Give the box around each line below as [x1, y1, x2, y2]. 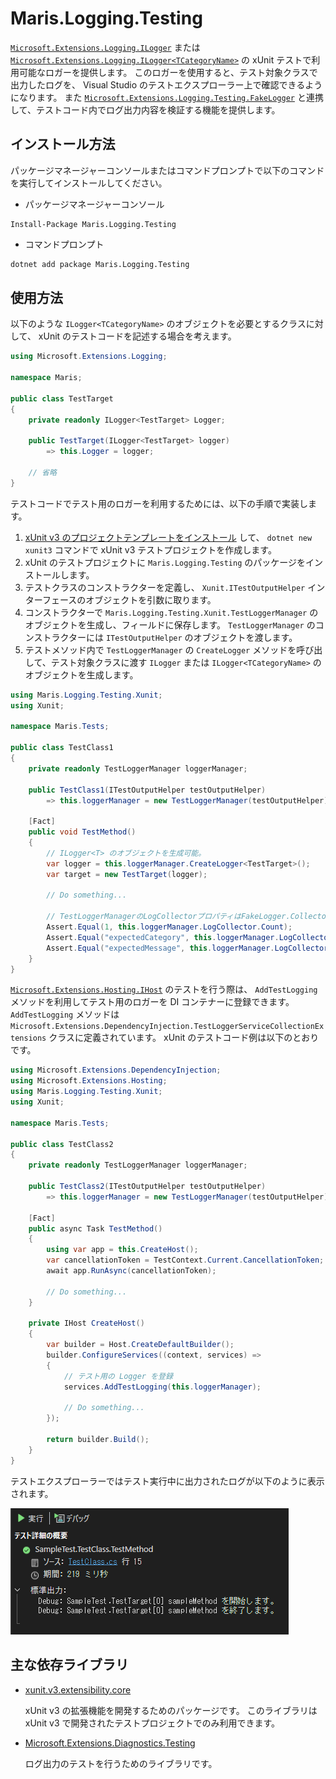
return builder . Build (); [46, 1435, 150, 1445]
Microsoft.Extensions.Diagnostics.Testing [24, 1737, 196, 1749]
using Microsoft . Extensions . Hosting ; [10, 1076, 168, 1086]
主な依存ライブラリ [10, 1657, 129, 1674]
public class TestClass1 [10, 743, 114, 753]
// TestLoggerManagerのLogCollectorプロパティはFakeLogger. [46, 912, 291, 922]
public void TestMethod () [28, 827, 137, 837]
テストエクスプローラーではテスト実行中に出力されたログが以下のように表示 [10, 1475, 325, 1487]
